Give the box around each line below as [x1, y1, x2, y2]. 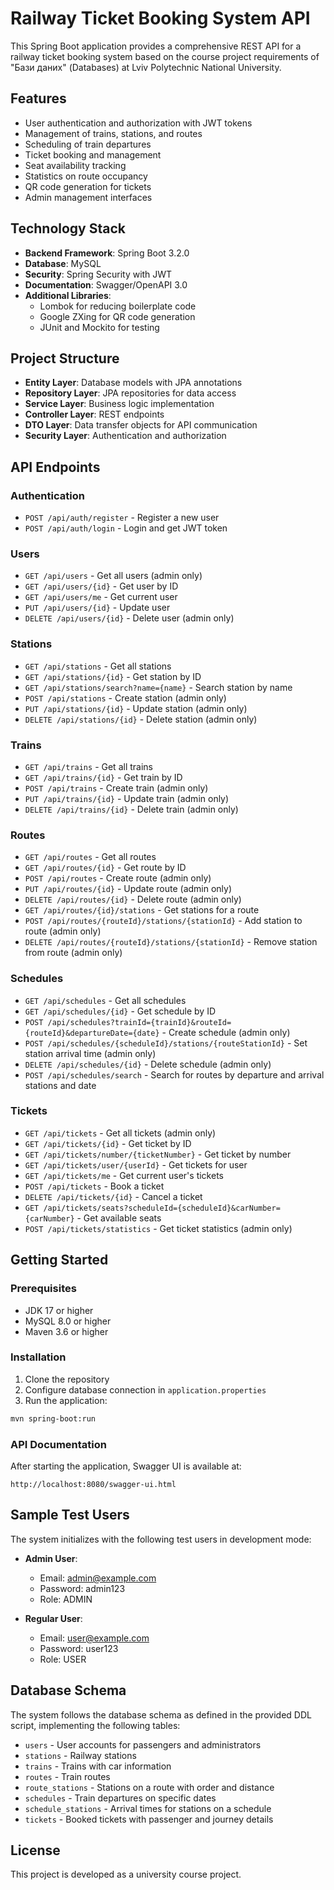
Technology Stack [10, 220, 126, 237]
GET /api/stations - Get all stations [24, 660, 172, 672]
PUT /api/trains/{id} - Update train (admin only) [24, 792, 230, 804]
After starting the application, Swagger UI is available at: [10, 1460, 242, 1472]
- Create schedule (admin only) [161, 1026, 291, 1038]
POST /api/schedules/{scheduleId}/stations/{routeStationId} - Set [24, 1037, 308, 1049]
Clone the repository [24, 1373, 110, 1385]
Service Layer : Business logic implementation [24, 398, 215, 410]
